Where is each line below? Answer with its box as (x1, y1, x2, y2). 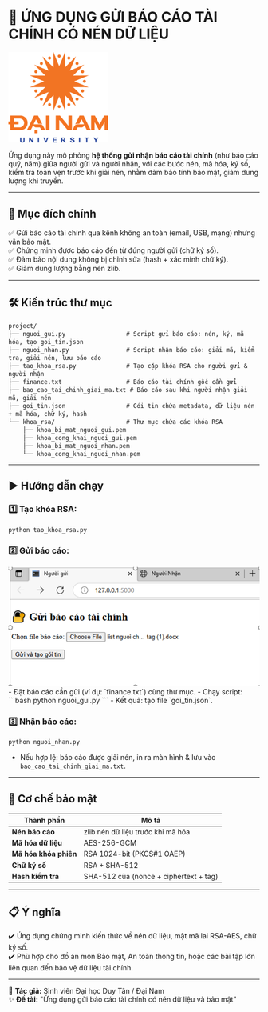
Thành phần (23, 815, 65, 825)
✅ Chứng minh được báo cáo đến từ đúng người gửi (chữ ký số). (8, 246, 219, 255)
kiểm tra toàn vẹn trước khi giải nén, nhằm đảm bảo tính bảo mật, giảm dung (8, 168, 259, 178)
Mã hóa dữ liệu (11, 838, 62, 848)
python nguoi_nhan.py (8, 738, 81, 746)
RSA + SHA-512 (83, 860, 139, 870)
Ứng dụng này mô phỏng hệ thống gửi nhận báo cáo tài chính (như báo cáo (8, 150, 259, 160)
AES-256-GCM (83, 838, 137, 848)
